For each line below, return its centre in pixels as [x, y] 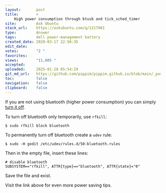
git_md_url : [17, 74]
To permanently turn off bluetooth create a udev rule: [59, 135]
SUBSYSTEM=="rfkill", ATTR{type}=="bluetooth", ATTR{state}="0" [73, 166]
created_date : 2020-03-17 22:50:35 [42, 42]
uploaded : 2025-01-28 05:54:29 [42, 70]
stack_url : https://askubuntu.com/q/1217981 [55, 28]
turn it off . [15, 107]
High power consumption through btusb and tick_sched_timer [77, 19]
